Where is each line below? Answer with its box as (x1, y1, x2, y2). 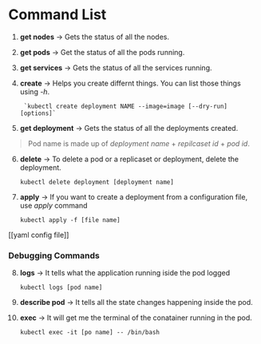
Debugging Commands (8, 250, 100, 261)
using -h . (19, 86, 50, 97)
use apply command (19, 200, 88, 210)
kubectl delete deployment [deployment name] (19, 178, 174, 186)
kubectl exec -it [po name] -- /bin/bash (19, 329, 160, 337)
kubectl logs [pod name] (19, 283, 103, 292)
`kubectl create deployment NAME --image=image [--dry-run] (23, 102, 228, 110)
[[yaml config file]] (8, 230, 69, 239)
